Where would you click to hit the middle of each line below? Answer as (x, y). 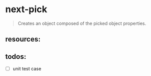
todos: (16, 56)
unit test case (27, 69)
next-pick (26, 9)
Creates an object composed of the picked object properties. (82, 23)
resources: (23, 39)
